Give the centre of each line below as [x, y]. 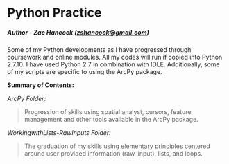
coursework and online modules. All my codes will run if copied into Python [115, 57]
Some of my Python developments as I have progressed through [99, 50]
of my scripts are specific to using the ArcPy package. [85, 72]
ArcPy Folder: [27, 99]
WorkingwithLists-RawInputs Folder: [59, 133]
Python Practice [54, 13]
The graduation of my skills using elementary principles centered [117, 146]
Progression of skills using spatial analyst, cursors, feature [108, 112]
